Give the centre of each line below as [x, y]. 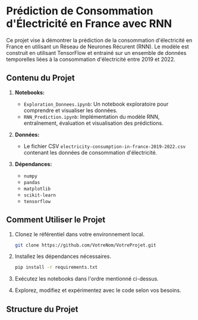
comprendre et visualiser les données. [70, 110]
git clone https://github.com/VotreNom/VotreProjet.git [85, 245]
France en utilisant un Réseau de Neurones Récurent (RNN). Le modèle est [98, 47]
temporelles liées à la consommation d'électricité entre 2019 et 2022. [91, 59]
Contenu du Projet [41, 78]
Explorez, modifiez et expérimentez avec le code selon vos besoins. [98, 290]
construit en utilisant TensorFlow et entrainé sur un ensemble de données [96, 53]
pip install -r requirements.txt [56, 267]
